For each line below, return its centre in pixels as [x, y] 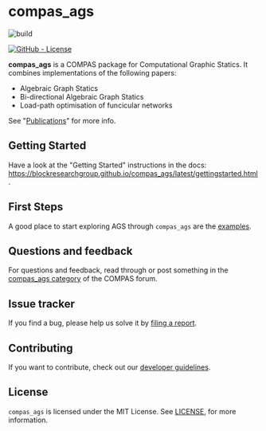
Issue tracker [42, 304]
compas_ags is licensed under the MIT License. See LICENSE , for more [122, 411]
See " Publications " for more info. [62, 120]
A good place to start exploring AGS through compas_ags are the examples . [130, 226]
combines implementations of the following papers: [92, 72]
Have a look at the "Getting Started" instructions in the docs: [108, 165]
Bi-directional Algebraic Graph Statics [82, 96]
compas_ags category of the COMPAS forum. [83, 279]
